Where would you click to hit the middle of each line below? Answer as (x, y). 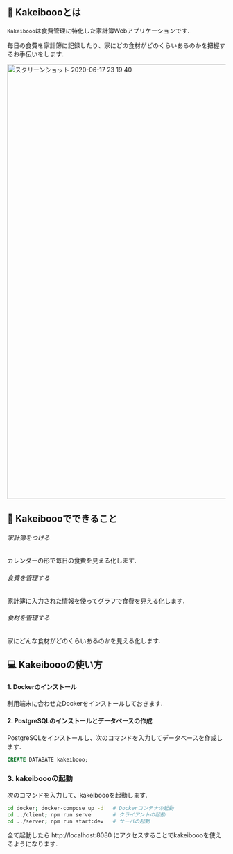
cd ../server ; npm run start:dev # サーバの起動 (79, 821)
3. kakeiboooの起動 (40, 779)
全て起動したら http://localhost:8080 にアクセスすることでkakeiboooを (108, 835)
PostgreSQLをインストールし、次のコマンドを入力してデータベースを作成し (115, 738)
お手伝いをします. (38, 54)
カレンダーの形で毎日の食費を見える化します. (72, 561)
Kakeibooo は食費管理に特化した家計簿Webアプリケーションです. (98, 31)
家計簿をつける (28, 538)
